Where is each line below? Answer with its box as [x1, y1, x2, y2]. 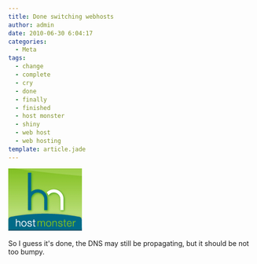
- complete [15, 71, 51, 79]
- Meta [15, 46, 37, 54]
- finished [15, 104, 51, 112]
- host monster [15, 112, 65, 120]
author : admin [8, 20, 55, 29]
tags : [8, 54, 26, 62]
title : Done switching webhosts [8, 13, 114, 20]
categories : [8, 38, 47, 46]
